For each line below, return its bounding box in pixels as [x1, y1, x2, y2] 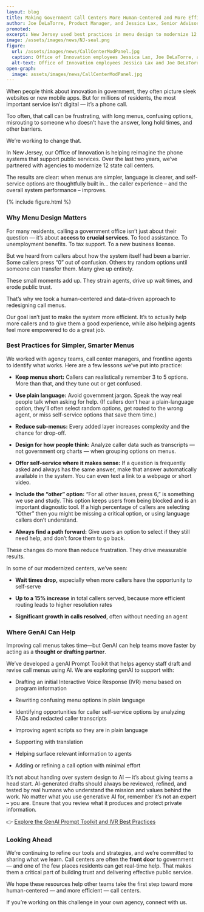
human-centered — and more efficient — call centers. [6, 887, 141, 894]
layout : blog [6, 9, 39, 15]
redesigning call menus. [6, 302, 66, 309]
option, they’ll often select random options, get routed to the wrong [15, 404, 183, 412]
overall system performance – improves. [6, 187, 107, 194]
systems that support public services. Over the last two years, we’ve [6, 156, 178, 163]
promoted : [6, 26, 32, 32]
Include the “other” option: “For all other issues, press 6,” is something [15, 490, 194, 497]
